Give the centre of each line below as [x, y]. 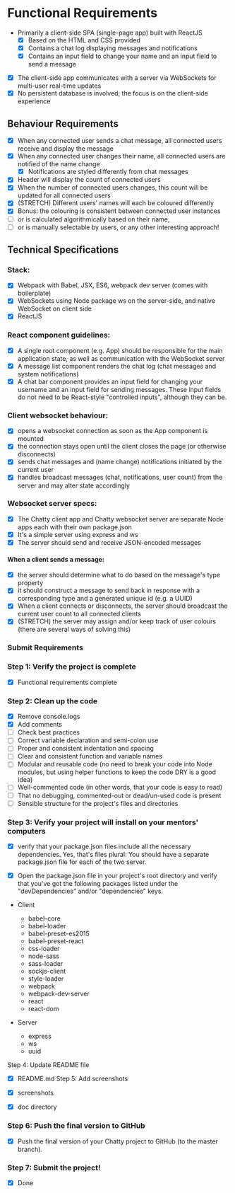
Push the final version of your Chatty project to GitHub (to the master [118, 1141]
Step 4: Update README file [48, 1065]
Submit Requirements [45, 647]
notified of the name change [59, 164]
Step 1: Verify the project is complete [72, 667]
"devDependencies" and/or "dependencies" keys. [90, 891]
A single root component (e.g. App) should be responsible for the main [120, 350]
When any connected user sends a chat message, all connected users [120, 141]
